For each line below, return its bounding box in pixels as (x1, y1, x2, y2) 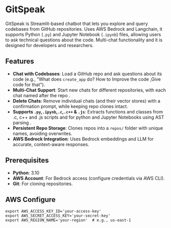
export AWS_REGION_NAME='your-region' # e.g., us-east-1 (5, 218, 131, 223)
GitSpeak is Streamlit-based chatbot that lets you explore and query (5, 20, 148, 27)
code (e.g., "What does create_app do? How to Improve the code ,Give (12, 76, 161, 82)
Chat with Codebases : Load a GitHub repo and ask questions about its (12, 71, 162, 77)
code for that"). (12, 81, 45, 87)
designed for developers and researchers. (5, 42, 94, 48)
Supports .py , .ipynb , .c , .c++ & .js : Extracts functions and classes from (12, 108, 163, 115)
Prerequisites (5, 156, 49, 165)
